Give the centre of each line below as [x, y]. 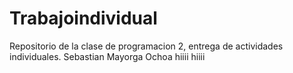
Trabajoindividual [83, 18]
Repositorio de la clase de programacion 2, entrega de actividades [146, 46]
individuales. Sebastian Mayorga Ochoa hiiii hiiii [107, 56]
